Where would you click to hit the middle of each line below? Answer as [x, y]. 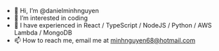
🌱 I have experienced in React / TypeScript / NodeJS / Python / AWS [113, 25]
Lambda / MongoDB [43, 32]
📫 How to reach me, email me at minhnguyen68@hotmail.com [105, 40]
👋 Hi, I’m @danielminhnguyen [57, 11]
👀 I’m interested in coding [51, 18]
